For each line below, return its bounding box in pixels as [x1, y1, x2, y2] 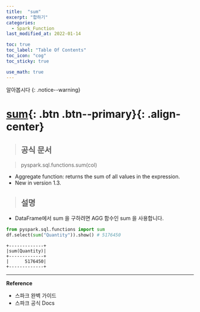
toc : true [6, 42, 31, 48]
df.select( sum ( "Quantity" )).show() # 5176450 [6, 232, 121, 238]
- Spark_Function [11, 25, 55, 32]
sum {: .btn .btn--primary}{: [6, 107, 145, 121]
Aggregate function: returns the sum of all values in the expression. [14, 173, 180, 180]
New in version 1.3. [14, 179, 61, 186]
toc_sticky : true [6, 58, 49, 64]
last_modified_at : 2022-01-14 [6, 31, 82, 37]
